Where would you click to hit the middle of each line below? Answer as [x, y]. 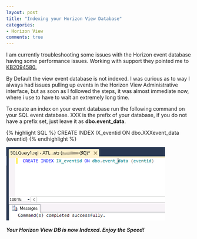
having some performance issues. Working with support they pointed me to [98, 61]
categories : [21, 25]
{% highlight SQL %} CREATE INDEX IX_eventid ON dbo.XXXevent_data [93, 133]
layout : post [22, 12]
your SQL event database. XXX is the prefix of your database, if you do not [96, 115]
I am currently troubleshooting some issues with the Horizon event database [98, 55]
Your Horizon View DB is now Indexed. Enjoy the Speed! [76, 230]
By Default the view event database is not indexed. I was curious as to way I [98, 79]
